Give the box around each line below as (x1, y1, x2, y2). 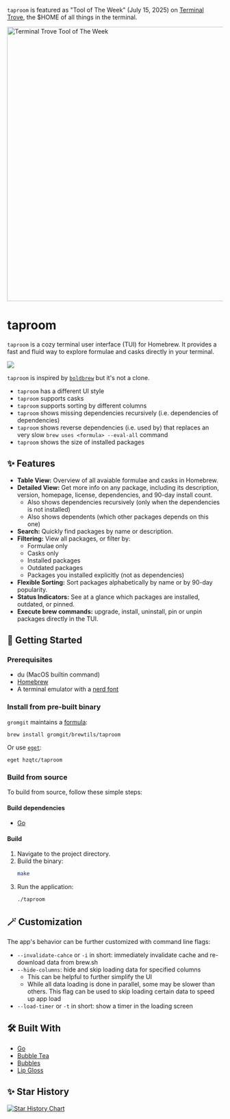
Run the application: (16, 883, 74, 891)
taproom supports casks (16, 394, 84, 402)
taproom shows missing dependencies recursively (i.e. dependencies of (16, 408, 219, 417)
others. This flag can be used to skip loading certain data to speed (27, 987, 215, 996)
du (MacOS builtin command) (16, 670, 101, 679)
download (16, 958, 46, 966)
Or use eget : (7, 743, 42, 751)
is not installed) (27, 505, 71, 513)
